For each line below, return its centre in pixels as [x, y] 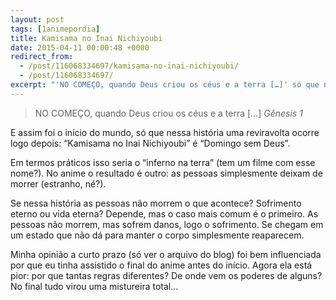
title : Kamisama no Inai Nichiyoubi [86, 38]
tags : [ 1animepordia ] [55, 29]
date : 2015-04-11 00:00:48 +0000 [80, 47]
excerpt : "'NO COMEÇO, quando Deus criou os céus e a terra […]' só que [165, 85]
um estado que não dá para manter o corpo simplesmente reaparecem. [157, 235]
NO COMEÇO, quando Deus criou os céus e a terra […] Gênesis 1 [168, 113]
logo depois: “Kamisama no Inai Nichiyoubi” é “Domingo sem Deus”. [150, 143]
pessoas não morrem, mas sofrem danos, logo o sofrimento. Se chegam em [167, 224]
